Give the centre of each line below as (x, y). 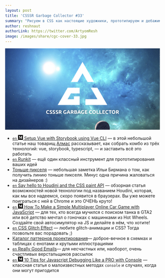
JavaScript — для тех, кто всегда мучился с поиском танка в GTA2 (82, 212)
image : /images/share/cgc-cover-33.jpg (46, 36)
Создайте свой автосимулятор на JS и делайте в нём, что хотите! (81, 222)
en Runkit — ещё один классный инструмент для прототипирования (83, 159)
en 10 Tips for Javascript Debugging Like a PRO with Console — (80, 260)
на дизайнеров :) (30, 180)
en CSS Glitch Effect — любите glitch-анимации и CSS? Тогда (75, 228)
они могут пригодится (35, 270)
